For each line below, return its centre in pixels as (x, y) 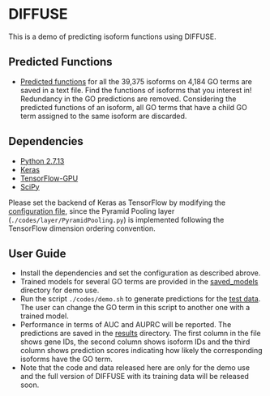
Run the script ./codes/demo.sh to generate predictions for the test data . (140, 299)
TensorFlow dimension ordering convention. (82, 228)
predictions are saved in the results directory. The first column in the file (140, 334)
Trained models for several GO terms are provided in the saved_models (139, 282)
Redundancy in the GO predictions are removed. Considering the (128, 99)
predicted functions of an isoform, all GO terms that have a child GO (133, 107)
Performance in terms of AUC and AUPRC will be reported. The (126, 325)
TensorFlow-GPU (49, 178)
